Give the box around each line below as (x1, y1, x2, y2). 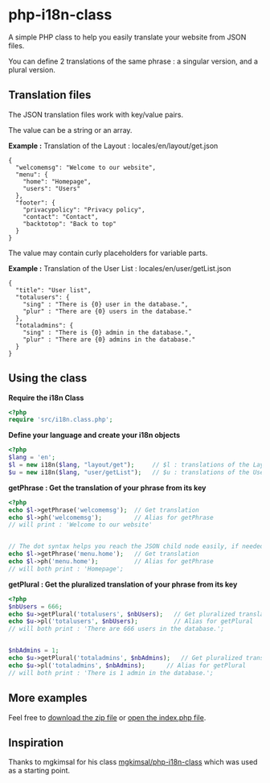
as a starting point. (8, 766, 71, 776)
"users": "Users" (22, 184, 81, 192)
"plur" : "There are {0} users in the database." (22, 307, 193, 315)
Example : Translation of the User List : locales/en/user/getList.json (8, 263, 231, 273)
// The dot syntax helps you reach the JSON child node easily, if (8, 542, 239, 550)
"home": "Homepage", (22, 177, 92, 186)
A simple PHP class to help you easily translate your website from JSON (8, 32, 247, 42)
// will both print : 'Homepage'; (8, 565, 125, 573)
